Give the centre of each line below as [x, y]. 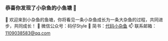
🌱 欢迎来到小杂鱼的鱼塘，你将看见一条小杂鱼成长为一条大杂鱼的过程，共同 [82, 20]
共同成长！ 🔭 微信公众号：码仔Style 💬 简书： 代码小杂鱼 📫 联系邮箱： [85, 26]
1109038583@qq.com [28, 33]
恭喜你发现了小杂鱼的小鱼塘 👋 [41, 7]
